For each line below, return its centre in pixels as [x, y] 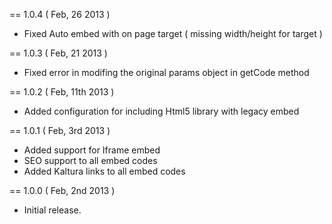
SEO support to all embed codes [90, 160]
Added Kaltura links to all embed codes [104, 171]
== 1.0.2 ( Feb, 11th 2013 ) [62, 92]
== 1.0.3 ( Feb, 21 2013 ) [58, 53]
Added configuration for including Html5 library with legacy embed [161, 111]
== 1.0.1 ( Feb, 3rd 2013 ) [60, 130]
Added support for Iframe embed [92, 150]
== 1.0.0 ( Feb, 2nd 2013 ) [62, 190]
